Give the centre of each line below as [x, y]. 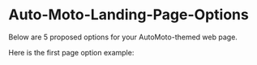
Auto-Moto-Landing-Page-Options [128, 15]
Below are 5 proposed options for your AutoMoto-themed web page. [123, 37]
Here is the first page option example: [71, 52]
